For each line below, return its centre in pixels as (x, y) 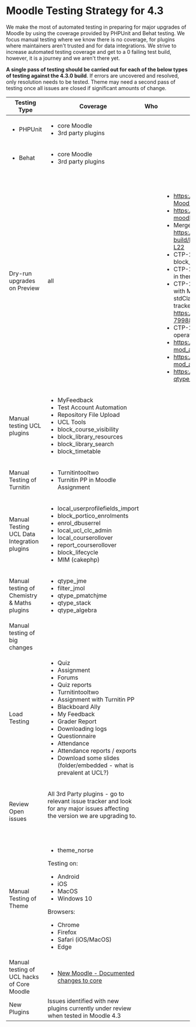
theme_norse (76, 850)
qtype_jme (72, 581)
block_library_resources (90, 436)
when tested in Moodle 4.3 (84, 1015)
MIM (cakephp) (79, 559)
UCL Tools (72, 422)
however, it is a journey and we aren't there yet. (63, 58)
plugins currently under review (90, 1008)
